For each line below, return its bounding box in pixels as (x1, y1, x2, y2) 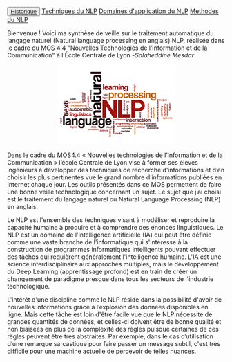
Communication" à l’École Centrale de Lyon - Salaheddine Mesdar (7, 51, 195, 59)
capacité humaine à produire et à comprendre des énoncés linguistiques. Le (7, 224, 224, 231)
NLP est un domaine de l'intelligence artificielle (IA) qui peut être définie (7, 230, 212, 239)
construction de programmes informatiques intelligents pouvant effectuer (7, 246, 216, 253)
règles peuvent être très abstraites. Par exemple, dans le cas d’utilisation (7, 332, 214, 341)
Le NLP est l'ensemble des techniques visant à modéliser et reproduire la (7, 216, 215, 224)
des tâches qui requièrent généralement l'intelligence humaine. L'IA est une (7, 253, 222, 261)
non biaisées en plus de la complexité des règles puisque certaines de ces (7, 325, 219, 333)
